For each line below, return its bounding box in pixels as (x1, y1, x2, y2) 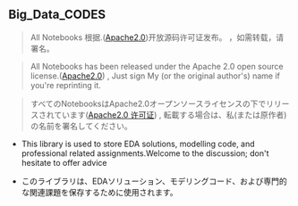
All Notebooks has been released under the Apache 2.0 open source (30, 61, 284, 71)
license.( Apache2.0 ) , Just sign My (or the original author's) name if (30, 70, 281, 81)
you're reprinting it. (30, 79, 102, 90)
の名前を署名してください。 (30, 120, 132, 131)
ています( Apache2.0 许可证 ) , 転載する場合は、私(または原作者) (54, 109, 287, 119)
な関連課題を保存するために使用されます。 (21, 186, 178, 197)
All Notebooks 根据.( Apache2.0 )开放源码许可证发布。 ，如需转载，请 (30, 31, 284, 43)
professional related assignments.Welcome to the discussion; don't (21, 147, 269, 159)
